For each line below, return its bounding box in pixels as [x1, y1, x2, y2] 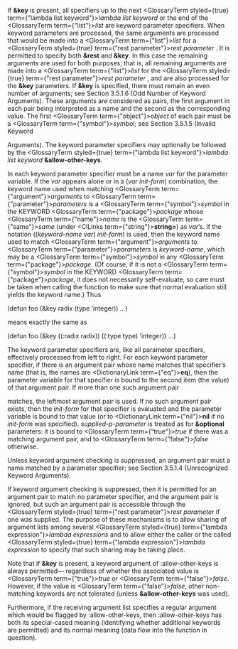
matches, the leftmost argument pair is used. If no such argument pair [7, 397, 212, 405]
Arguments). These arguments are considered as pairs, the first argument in [7, 97, 230, 105]
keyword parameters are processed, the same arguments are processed [7, 28, 219, 37]
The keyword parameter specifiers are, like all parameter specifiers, [7, 345, 206, 354]
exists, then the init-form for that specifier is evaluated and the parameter [7, 404, 222, 413]
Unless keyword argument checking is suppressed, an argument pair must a [7, 456, 231, 464]
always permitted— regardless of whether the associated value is [7, 567, 199, 575]
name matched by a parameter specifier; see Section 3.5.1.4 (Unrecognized [7, 463, 229, 472]
